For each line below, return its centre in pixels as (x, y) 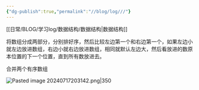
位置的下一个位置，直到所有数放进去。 (58, 56)
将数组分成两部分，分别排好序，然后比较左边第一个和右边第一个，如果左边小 (99, 41)
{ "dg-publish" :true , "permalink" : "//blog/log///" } (69, 11)
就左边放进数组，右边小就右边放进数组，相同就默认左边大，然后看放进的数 (97, 49)
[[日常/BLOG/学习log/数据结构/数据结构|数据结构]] (67, 29)
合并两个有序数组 (27, 69)
